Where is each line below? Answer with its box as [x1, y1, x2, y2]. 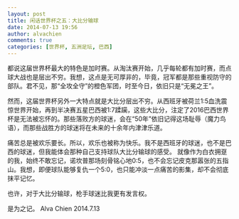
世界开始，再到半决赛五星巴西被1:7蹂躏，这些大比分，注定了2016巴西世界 [13, 106, 229, 114]
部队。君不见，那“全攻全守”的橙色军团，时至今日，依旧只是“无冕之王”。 [7, 82, 218, 90]
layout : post [7, 10, 46, 18]
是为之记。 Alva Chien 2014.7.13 [7, 204, 100, 213]
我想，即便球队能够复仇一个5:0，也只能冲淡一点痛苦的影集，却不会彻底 [19, 165, 229, 173]
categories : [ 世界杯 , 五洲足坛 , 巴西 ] [7, 43, 112, 50]
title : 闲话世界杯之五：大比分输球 [7, 17, 99, 24]
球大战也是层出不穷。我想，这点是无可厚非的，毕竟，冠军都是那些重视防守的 [7, 73, 232, 81]
